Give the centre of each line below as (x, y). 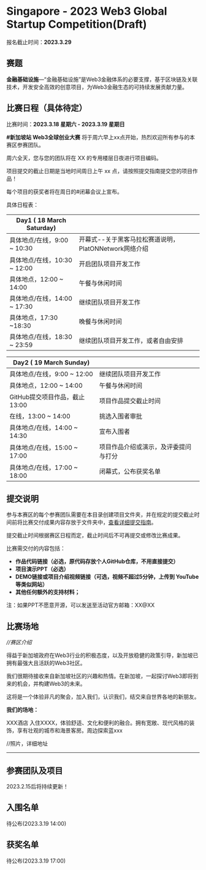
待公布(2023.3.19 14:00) (36, 823)
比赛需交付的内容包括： (36, 549)
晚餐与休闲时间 (101, 321)
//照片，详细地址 (27, 744)
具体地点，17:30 (34, 317)
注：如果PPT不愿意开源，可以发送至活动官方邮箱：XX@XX (81, 605)
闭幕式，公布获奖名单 (130, 471)
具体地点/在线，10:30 (41, 260)
